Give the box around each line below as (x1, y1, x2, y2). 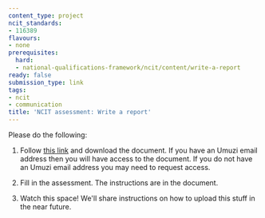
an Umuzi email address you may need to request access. (19, 163, 211, 172)
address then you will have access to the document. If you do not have (19, 154, 253, 164)
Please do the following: (8, 130, 88, 140)
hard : (15, 57, 34, 65)
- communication (8, 101, 62, 109)
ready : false (8, 71, 52, 79)
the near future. (19, 202, 72, 212)
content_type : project (8, 11, 84, 20)
